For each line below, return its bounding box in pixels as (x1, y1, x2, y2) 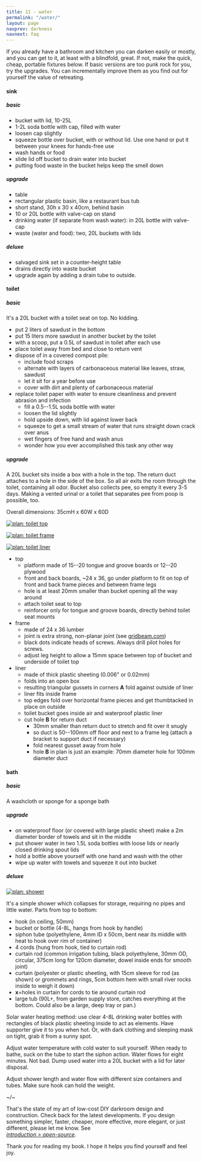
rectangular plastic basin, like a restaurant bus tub (14, 197, 140, 205)
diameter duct (33, 755, 68, 762)
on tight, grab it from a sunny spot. (6, 1032, 92, 1040)
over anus (24, 429, 49, 436)
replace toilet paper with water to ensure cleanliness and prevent (14, 390, 177, 398)
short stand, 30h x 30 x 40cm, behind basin (14, 203, 124, 211)
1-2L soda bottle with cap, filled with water (14, 123, 121, 130)
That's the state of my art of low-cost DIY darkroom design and (6, 1105, 164, 1112)
